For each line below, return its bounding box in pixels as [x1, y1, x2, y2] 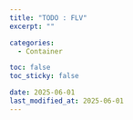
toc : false [9, 63, 51, 73]
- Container [17, 46, 64, 55]
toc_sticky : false [9, 72, 79, 81]
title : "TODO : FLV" [9, 13, 88, 23]
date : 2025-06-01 [9, 88, 76, 97]
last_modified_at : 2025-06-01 [9, 96, 125, 105]
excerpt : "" [9, 22, 55, 31]
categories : [9, 38, 55, 47]
